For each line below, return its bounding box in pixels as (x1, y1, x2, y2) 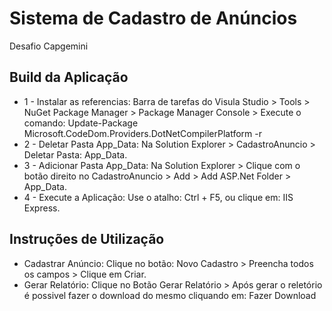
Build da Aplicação (9, 69, 129, 86)
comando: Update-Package (23, 117, 139, 129)
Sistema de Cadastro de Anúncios (9, 7, 298, 30)
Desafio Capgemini (9, 40, 89, 52)
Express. (23, 202, 61, 214)
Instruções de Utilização (9, 231, 165, 248)
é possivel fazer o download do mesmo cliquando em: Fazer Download (23, 289, 317, 301)
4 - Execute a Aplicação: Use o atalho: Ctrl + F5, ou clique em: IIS (23, 191, 294, 203)
